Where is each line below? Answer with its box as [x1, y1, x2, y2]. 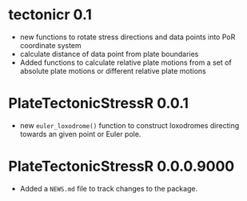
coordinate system [19, 40, 82, 50]
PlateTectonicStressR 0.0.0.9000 [8, 158, 235, 175]
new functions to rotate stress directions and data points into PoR [19, 32, 236, 42]
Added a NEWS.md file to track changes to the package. [19, 183, 198, 193]
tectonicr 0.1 [8, 6, 92, 24]
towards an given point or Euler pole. [19, 129, 141, 139]
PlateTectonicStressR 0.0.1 [8, 94, 189, 113]
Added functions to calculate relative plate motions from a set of [19, 58, 232, 67]
